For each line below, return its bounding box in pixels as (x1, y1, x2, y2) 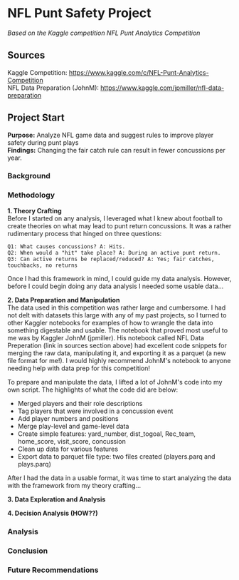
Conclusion (7, 546, 48, 556)
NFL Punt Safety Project (7, 5, 152, 21)
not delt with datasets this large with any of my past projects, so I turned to (7, 310, 227, 319)
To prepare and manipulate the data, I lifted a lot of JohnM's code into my (7, 377, 223, 386)
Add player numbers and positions (17, 414, 119, 422)
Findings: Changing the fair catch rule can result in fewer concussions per (7, 146, 226, 154)
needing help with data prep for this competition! (7, 364, 151, 372)
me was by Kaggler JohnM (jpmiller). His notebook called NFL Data (7, 333, 205, 342)
